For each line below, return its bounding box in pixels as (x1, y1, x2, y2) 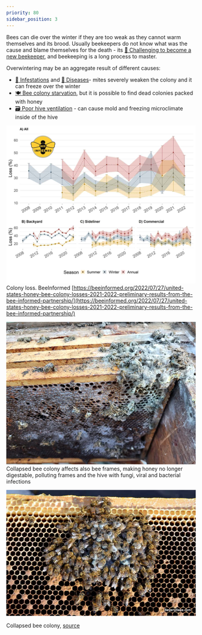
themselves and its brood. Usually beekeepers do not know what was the (6, 40, 188, 47)
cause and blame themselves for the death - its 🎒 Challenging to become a (6, 46, 191, 54)
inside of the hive (14, 113, 58, 121)
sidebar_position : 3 (6, 16, 58, 22)
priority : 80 (6, 10, 39, 16)
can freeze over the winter (14, 82, 81, 90)
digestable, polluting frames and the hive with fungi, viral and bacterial (6, 472, 181, 479)
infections (6, 478, 31, 485)
